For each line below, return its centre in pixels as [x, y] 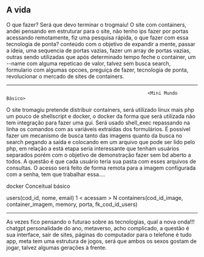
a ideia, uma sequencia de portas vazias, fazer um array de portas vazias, [99, 50]
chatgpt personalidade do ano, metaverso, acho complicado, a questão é [98, 228]
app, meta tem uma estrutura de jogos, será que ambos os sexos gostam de [102, 241]
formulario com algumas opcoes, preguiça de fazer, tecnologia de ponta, [97, 70]
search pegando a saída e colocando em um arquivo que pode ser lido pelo [101, 142]
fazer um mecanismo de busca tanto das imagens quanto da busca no [94, 135]
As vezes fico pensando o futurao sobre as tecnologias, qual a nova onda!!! [100, 222]
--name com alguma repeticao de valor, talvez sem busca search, [89, 63]
